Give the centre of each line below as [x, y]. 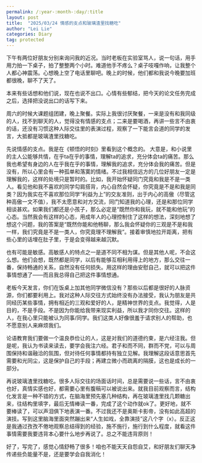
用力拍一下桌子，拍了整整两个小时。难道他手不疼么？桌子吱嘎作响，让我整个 [101, 65]
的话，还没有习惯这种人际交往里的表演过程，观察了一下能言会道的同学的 [96, 128]
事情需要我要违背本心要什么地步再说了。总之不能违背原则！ [80, 434]
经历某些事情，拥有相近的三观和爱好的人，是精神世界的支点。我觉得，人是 [103, 303]
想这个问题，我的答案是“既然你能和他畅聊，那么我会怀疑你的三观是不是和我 [100, 224]
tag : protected [25, 40]
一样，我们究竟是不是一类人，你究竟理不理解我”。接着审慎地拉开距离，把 [97, 232]
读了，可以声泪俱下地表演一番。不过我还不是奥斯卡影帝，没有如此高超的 [106, 411]
